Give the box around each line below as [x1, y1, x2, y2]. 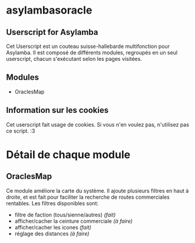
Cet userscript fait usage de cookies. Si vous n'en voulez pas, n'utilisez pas [6, 121, 190, 128]
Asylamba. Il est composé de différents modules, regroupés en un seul [6, 49, 178, 56]
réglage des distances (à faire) [14, 230, 90, 237]
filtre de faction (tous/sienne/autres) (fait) [14, 211, 116, 218]
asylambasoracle [6, 4, 92, 17]
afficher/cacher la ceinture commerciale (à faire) [14, 217, 133, 225]
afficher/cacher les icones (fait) [14, 223, 91, 231]
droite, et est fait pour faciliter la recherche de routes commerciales [6, 193, 170, 200]
